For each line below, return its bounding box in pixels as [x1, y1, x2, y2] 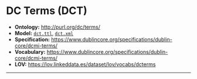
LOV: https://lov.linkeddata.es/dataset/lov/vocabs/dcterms [14, 60, 156, 68]
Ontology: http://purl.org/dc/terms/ [14, 23, 101, 30]
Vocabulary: [14, 48, 46, 55]
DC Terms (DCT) [6, 4, 87, 18]
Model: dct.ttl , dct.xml [14, 29, 74, 36]
